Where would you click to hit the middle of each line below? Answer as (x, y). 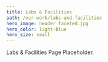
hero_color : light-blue (37, 29)
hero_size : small (28, 35)
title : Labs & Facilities (39, 12)
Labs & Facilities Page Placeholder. (50, 52)
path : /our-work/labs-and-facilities (54, 18)
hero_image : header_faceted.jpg (47, 23)
